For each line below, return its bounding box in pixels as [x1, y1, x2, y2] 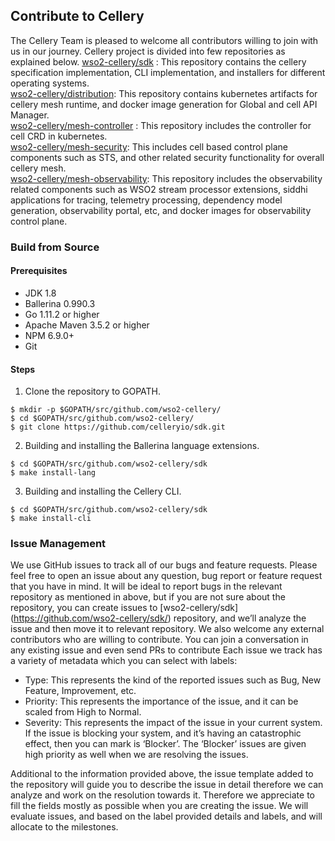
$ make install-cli [10, 514, 92, 524]
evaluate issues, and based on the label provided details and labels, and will [10, 810, 323, 823]
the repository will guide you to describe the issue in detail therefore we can [10, 779, 324, 791]
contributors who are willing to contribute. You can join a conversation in [10, 634, 309, 646]
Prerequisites [10, 265, 68, 277]
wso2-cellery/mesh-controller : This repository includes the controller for [10, 119, 312, 131]
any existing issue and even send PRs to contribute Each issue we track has [10, 644, 323, 656]
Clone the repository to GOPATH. [24, 385, 161, 398]
